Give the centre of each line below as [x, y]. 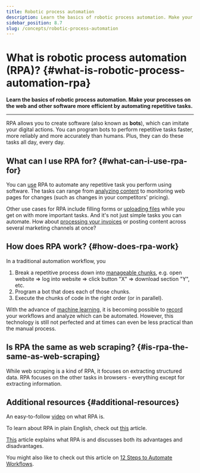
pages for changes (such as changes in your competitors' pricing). [88, 197]
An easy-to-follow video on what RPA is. [56, 417]
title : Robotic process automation [50, 12]
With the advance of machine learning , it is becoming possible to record [95, 309]
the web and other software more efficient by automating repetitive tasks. [99, 106]
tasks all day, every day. [36, 142]
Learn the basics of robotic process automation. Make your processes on [99, 100]
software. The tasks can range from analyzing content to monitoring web [96, 191]
